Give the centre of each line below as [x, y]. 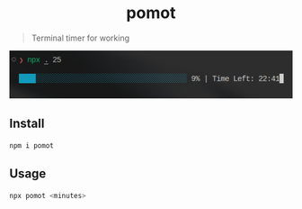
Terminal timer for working [80, 38]
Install [27, 124]
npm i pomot [31, 145]
